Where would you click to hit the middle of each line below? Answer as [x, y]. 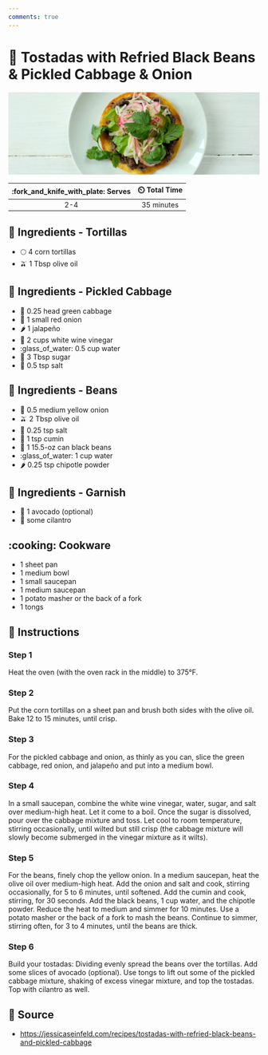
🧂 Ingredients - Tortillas [68, 232]
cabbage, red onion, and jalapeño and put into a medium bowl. [111, 765]
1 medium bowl [44, 573]
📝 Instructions [44, 632]
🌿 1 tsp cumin [42, 438]
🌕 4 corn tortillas [48, 252]
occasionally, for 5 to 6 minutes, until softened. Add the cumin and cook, [127, 892]
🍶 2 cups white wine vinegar [66, 340]
